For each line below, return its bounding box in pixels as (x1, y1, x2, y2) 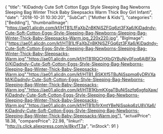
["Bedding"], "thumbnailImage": (5, 19, 69, 25)
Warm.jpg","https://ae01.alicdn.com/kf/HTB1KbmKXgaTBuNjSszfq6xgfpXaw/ (5, 87, 158, 93)
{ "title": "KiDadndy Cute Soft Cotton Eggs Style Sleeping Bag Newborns (5, 4, 150, 10)
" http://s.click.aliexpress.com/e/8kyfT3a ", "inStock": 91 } (5, 123, 119, 129)
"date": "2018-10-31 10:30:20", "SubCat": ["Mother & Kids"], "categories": (5, 15, 153, 20)
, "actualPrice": (121, 113, 151, 118)
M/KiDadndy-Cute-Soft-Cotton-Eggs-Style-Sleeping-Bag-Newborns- (5, 77, 145, 82)
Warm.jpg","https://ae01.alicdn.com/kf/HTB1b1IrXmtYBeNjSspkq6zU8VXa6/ (5, 102, 156, 108)
